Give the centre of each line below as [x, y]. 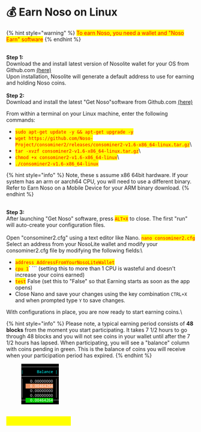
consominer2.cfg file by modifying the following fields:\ [74, 250]
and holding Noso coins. [36, 83]
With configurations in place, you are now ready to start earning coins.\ [94, 312]
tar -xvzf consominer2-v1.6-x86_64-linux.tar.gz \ [78, 151]
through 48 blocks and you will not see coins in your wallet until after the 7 [98, 336]
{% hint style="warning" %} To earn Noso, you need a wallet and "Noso [95, 33]
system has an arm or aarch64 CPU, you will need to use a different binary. [99, 181]
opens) [24, 287]
